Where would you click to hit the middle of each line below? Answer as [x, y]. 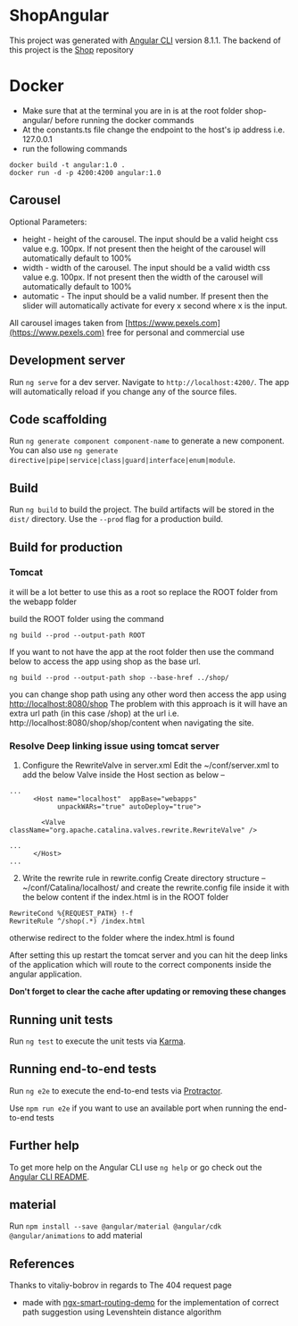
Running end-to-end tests [83, 1069]
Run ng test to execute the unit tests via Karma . [97, 1041]
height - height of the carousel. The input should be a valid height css [150, 239]
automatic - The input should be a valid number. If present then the [145, 296]
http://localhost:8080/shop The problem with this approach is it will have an [149, 703]
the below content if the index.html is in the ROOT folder [125, 897]
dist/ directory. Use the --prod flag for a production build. [116, 519]
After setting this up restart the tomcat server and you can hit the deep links [149, 955]
